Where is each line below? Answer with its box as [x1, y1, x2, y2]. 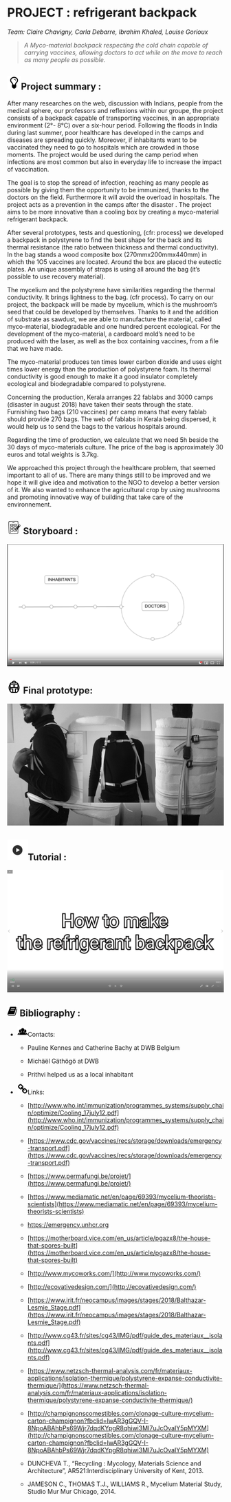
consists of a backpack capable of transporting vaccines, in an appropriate [7, 114, 220, 122]
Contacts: [27, 1030, 56, 1038]
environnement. [7, 500, 52, 508]
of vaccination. [7, 165, 49, 173]
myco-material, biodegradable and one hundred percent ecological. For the [7, 322, 221, 330]
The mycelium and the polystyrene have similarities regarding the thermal [7, 285, 216, 294]
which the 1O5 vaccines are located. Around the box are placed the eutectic [7, 257, 222, 266]
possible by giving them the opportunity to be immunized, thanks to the [7, 185, 210, 194]
